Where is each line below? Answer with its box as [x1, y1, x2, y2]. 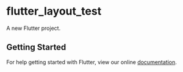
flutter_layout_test [6, 4, 102, 18]
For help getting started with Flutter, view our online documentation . [6, 58, 177, 65]
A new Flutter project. [6, 24, 61, 32]
